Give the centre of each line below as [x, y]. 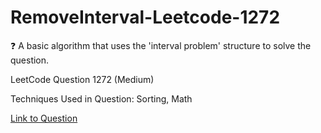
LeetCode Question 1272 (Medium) [82, 79]
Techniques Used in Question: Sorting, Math [101, 98]
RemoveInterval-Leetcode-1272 [145, 17]
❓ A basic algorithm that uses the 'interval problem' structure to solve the [161, 45]
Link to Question [44, 118]
